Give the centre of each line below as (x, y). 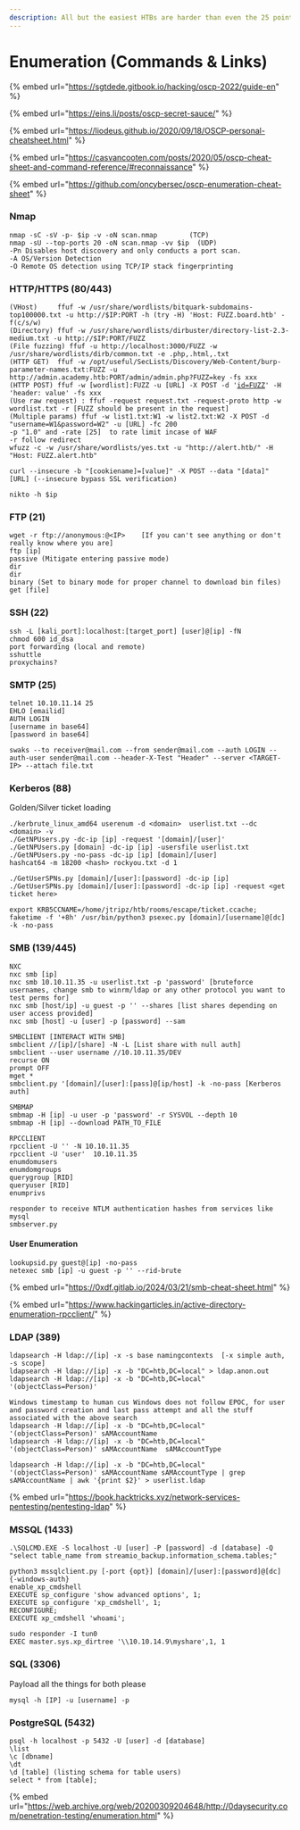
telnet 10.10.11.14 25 (51, 703)
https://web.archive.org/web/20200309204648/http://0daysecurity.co (158, 1806)
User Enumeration (44, 1244)
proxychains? (33, 662)
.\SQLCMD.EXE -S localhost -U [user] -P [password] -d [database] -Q (142, 1548)
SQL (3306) (35, 1664)
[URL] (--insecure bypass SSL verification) (93, 479)
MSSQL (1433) (42, 1530)
